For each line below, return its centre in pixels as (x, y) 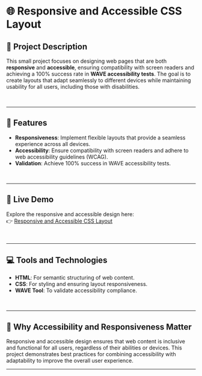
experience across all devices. (53, 144)
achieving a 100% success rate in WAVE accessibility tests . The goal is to (99, 74)
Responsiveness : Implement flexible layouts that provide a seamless (100, 138)
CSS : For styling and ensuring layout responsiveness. (81, 284)
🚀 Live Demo (30, 199)
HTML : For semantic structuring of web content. (75, 278)
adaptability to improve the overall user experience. (70, 361)
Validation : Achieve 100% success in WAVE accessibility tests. (93, 163)
